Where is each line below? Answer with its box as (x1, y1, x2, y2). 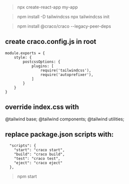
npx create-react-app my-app (17, 4, 78, 10)
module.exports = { (5, 50, 45, 56)
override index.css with (5, 103, 79, 111)
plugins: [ (31, 64, 54, 69)
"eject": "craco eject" (14, 160, 63, 166)
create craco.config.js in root (5, 37, 97, 46)
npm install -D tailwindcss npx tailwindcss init (17, 14, 110, 19)
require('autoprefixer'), (40, 72, 94, 77)
